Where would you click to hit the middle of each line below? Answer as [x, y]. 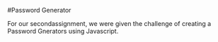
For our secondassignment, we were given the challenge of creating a [109, 23]
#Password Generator [39, 10]
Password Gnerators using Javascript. [63, 31]
